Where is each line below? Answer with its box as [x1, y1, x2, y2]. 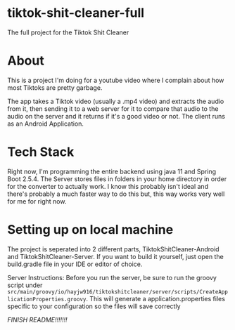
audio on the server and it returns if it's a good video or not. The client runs [7, 112, 225, 120]
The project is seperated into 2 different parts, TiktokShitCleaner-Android [7, 244, 220, 253]
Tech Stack [7, 144, 75, 160]
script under [7, 281, 43, 289]
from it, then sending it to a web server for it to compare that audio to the [7, 104, 219, 113]
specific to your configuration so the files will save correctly [7, 302, 181, 310]
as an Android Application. [7, 119, 84, 128]
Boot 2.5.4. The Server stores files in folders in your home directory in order [7, 174, 227, 183]
